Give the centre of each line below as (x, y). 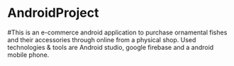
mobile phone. (28, 55)
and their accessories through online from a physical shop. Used (102, 39)
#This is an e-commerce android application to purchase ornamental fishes (117, 32)
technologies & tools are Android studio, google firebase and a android (111, 47)
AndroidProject (53, 13)
